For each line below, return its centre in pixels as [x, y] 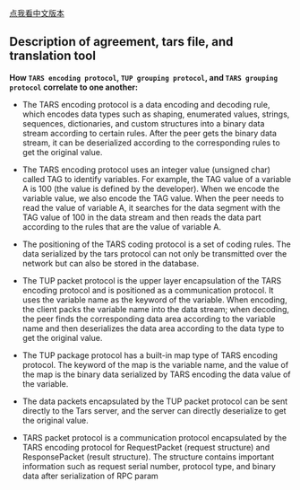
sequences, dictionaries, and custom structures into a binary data [143, 123]
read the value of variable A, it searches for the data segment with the [151, 207]
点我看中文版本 [37, 13]
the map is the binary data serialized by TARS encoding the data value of [156, 374]
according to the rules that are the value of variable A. [122, 226]
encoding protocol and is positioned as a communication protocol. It [148, 290]
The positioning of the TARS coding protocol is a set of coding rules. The [156, 244]
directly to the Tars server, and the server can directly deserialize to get [154, 410]
